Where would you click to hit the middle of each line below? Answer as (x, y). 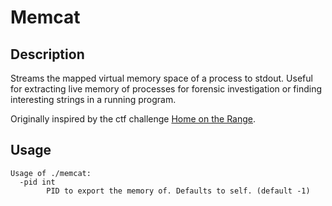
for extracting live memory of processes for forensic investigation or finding (166, 89)
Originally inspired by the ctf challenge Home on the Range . (133, 119)
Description (47, 54)
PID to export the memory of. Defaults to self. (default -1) (178, 191)
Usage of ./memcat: (51, 173)
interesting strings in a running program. (93, 99)
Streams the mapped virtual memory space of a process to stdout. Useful (161, 78)
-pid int (37, 182)
